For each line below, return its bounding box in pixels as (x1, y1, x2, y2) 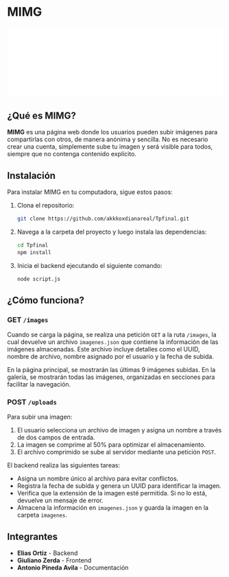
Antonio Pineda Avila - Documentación (16, 563, 129, 572)
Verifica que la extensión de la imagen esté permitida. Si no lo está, (16, 489, 207, 498)
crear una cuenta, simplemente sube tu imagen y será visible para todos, (7, 143, 213, 151)
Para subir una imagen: (7, 413, 73, 421)
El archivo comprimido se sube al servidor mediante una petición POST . (16, 448, 216, 456)
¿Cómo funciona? (7, 294, 84, 306)
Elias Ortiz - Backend (16, 549, 78, 557)
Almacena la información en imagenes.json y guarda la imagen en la (16, 504, 209, 512)
